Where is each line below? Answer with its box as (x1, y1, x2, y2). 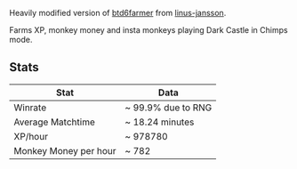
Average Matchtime (13, 116, 95, 128)
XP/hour (13, 130, 49, 142)
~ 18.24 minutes (124, 116, 195, 128)
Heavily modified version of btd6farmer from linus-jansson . (9, 8, 227, 18)
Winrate (13, 101, 47, 114)
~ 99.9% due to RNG (124, 101, 213, 114)
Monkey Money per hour (13, 144, 117, 157)
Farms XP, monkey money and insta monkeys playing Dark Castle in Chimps (9, 25, 288, 35)
